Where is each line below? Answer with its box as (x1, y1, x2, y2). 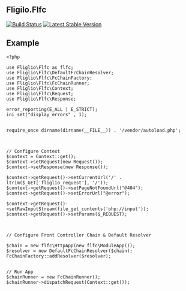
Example (6, 38, 40, 48)
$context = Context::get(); (6, 153, 77, 159)
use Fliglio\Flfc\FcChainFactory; (6, 75, 93, 81)
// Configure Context (6, 148, 61, 154)
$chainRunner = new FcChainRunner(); (6, 274, 101, 280)
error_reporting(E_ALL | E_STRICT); (6, 106, 98, 113)
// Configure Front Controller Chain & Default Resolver (6, 232, 152, 238)
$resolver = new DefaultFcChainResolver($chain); (6, 248, 133, 254)
